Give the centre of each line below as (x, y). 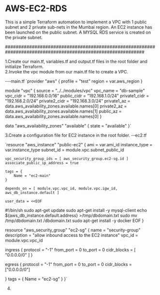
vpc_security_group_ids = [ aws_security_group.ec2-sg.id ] (67, 158)
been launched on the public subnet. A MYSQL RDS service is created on (78, 32)
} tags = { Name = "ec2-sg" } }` (36, 279)
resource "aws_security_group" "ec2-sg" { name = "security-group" (73, 230)
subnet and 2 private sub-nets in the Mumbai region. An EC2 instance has (79, 27)
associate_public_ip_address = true (42, 163)
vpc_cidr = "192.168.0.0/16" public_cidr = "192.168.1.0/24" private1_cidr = (77, 96)
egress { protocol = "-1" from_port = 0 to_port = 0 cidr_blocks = (68, 264)
